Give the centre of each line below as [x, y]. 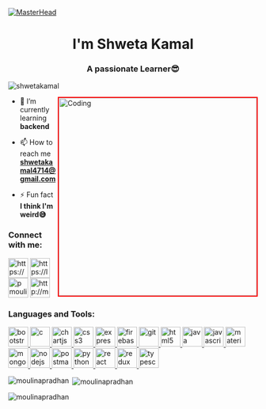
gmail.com [38, 179]
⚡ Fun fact [36, 195]
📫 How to [36, 142]
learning [33, 118]
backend [34, 127]
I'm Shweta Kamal [133, 44]
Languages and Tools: [51, 314]
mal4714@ [38, 171]
